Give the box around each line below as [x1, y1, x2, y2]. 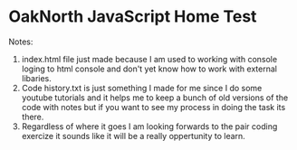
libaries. [21, 72, 52, 83]
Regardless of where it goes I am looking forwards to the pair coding [21, 120, 278, 132]
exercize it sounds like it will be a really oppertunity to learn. [21, 130, 245, 141]
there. [21, 111, 44, 122]
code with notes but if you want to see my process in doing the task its [21, 101, 286, 112]
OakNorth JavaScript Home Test [8, 6, 257, 27]
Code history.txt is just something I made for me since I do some [21, 82, 263, 93]
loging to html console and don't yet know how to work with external [21, 63, 278, 74]
